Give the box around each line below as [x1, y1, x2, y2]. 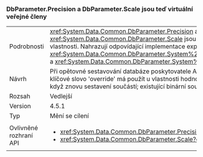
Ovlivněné [9, 124, 38, 132]
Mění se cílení [50, 112, 89, 120]
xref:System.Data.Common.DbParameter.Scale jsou [50, 35, 196, 43]
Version [9, 102, 31, 111]
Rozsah [9, 92, 31, 101]
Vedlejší [50, 92, 72, 101]
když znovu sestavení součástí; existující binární [50, 82, 186, 91]
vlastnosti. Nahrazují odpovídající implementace [50, 42, 185, 51]
